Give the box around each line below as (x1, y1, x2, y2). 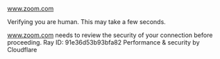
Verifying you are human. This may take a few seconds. (7, 18, 167, 25)
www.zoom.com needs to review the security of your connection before (7, 31, 213, 39)
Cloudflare (7, 46, 37, 54)
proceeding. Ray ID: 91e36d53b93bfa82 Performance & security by (7, 38, 200, 46)
